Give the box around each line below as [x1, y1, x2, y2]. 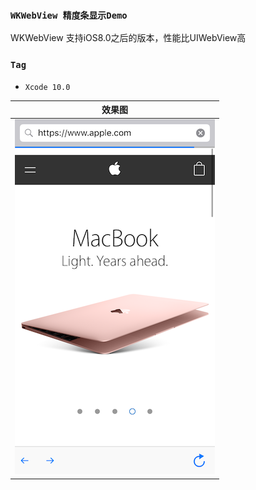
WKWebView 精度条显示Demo [10, 9, 128, 21]
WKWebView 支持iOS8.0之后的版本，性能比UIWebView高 [10, 32, 247, 44]
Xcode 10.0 [24, 82, 71, 92]
